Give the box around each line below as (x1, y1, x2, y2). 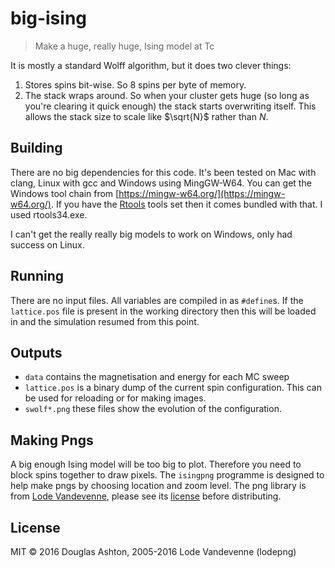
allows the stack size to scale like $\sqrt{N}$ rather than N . (24, 110, 269, 122)
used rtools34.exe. (10, 208, 88, 221)
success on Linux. (10, 238, 85, 251)
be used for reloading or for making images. (24, 392, 207, 404)
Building (10, 140, 63, 157)
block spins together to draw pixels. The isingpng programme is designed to (10, 469, 325, 481)
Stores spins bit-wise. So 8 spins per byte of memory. (24, 78, 247, 91)
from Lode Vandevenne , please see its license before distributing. (10, 490, 282, 502)
